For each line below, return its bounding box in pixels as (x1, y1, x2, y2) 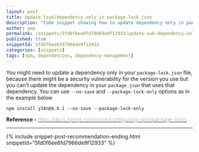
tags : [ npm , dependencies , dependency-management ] (6, 53, 134, 59)
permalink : (6, 31, 33, 37)
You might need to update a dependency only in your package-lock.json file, (6, 69, 192, 76)
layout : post (6, 8, 38, 15)
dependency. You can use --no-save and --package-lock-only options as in (6, 88, 190, 95)
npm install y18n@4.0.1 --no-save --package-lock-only (6, 105, 145, 111)
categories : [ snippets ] (6, 47, 65, 53)
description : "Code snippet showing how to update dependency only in (6, 20, 184, 25)
